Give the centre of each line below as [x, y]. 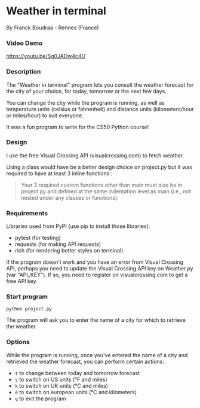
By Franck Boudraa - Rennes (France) [53, 28]
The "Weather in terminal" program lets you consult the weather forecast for [100, 84]
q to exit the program [41, 398]
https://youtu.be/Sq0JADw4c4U [46, 56]
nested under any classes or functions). [70, 197]
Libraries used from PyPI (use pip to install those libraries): [78, 226]
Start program [27, 297]
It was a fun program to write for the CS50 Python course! [78, 127]
